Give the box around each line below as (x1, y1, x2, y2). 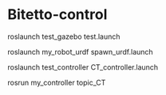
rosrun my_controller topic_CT (7, 78, 106, 87)
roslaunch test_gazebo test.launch (7, 32, 121, 41)
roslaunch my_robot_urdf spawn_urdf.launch (7, 47, 153, 56)
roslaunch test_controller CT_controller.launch (7, 62, 159, 72)
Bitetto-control (7, 6, 108, 24)
